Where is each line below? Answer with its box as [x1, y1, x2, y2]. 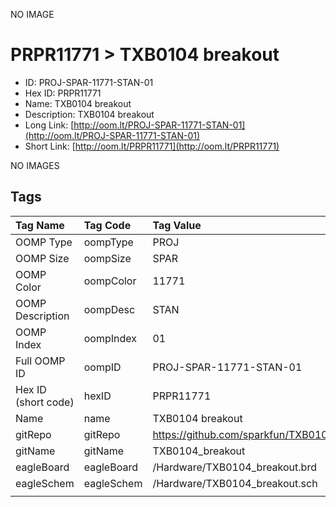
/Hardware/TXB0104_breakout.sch [152, 476, 318, 490]
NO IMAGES [10, 159, 60, 171]
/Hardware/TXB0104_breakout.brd [152, 460, 317, 474]
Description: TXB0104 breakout [24, 108, 155, 120]
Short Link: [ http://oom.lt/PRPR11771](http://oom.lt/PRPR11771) [24, 140, 280, 152]
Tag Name [15, 218, 65, 232]
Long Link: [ [24, 119, 75, 131]
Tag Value [152, 218, 202, 232]
